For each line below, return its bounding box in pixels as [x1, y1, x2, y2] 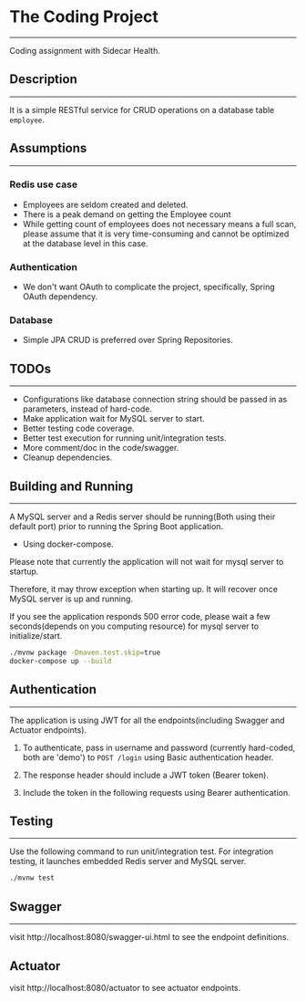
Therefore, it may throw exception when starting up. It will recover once [9, 584, 278, 595]
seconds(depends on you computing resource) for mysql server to [9, 621, 260, 631]
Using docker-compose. [22, 538, 114, 549]
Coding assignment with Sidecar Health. [9, 45, 161, 56]
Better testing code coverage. [22, 423, 135, 434]
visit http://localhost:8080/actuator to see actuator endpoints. [9, 982, 241, 993]
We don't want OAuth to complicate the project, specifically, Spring [22, 281, 275, 293]
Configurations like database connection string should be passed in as [22, 394, 288, 405]
